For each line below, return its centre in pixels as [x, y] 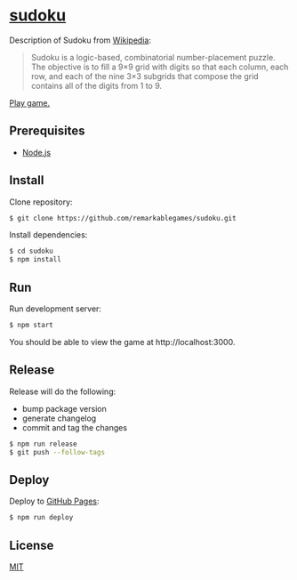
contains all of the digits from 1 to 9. [96, 85]
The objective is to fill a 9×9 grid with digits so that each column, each [160, 67]
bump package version [64, 408]
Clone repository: [41, 202]
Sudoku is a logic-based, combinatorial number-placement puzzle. [153, 57]
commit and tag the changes [74, 427]
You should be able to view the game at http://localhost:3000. [122, 342]
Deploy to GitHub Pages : [54, 501]
